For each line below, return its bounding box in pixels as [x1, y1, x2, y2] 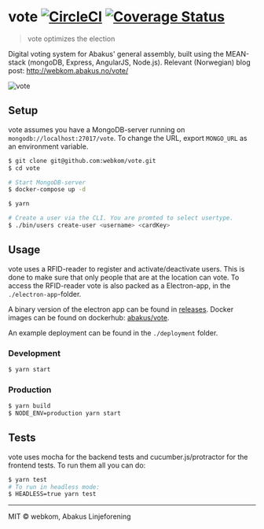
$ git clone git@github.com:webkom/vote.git [8, 157, 156, 165]
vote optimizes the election [27, 34, 115, 43]
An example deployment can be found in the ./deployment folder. [8, 327, 218, 338]
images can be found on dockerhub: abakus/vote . [8, 313, 170, 322]
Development [8, 347, 61, 358]
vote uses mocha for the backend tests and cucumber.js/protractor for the [8, 452, 249, 461]
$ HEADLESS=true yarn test [8, 490, 97, 498]
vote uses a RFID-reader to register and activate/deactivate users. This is [8, 264, 245, 273]
